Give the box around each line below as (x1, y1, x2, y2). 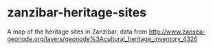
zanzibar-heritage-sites (7, 5, 146, 21)
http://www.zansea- (148, 27, 206, 36)
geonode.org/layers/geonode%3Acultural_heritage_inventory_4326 (7, 34, 198, 42)
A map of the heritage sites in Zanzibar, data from (7, 27, 148, 36)
